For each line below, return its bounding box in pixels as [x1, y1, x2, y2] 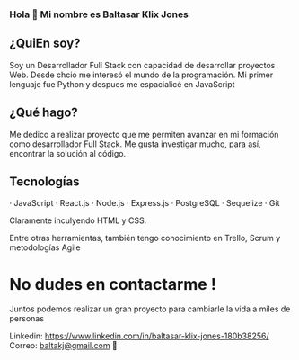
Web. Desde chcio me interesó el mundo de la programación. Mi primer [9, 69, 274, 80]
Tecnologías [9, 174, 80, 189]
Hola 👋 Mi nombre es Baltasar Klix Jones [9, 8, 189, 21]
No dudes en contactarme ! [9, 274, 217, 294]
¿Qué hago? [9, 105, 78, 121]
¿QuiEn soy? [9, 36, 81, 51]
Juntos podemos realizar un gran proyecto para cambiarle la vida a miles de [9, 303, 291, 314]
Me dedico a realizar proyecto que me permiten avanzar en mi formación [9, 129, 279, 139]
